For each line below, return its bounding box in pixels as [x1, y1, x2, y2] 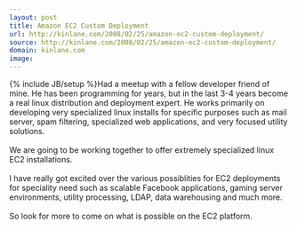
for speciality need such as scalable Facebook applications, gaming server [9, 183, 283, 193]
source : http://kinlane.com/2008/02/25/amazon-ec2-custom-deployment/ [9, 37, 277, 47]
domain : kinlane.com [9, 46, 86, 55]
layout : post [9, 12, 58, 22]
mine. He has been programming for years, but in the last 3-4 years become [9, 88, 289, 99]
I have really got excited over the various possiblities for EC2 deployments [9, 173, 281, 183]
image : [9, 54, 34, 63]
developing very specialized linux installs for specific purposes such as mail [9, 107, 287, 117]
